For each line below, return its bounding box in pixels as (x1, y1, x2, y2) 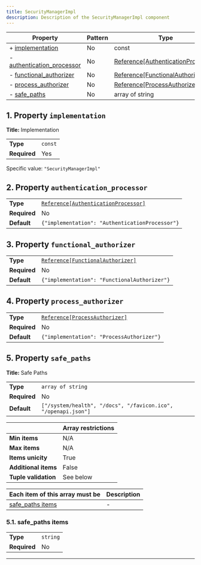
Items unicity (9, 453, 48, 462)
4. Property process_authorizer (6, 296, 124, 306)
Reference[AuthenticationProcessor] (41, 200, 146, 207)
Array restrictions (62, 423, 115, 432)
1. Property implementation (6, 110, 106, 121)
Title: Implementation (6, 127, 60, 134)
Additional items (9, 463, 57, 471)
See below (62, 473, 93, 481)
